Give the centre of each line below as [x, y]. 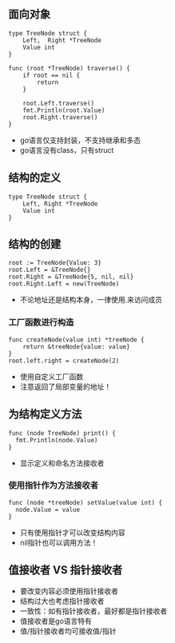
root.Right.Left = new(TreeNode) [64, 284]
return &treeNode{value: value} [76, 346]
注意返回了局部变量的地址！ [66, 386]
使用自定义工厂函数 [52, 376]
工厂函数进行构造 [41, 322]
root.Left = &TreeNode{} [50, 270]
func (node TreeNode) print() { [62, 433]
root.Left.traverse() [58, 103]
